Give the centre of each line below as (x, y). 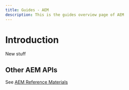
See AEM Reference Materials (36, 82)
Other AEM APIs (31, 70)
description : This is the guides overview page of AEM (65, 15)
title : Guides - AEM (27, 10)
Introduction (32, 40)
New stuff (16, 54)
